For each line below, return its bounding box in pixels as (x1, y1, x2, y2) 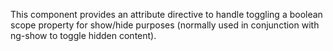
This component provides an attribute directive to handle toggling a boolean (10, 9, 323, 20)
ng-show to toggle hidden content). (10, 30, 157, 41)
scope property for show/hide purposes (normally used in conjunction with (10, 19, 320, 31)
